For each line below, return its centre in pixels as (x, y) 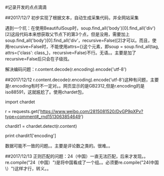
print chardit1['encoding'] (31, 136)
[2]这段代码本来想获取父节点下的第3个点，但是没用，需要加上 (68, 34)
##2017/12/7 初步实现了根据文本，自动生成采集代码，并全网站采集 (72, 18)
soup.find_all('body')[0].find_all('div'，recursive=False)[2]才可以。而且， (79, 40)
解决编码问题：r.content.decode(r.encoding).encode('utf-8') (66, 69)
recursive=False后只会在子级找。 (39, 59)
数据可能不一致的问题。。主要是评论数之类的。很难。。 (59, 146)
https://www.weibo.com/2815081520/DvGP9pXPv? (92, 111)
